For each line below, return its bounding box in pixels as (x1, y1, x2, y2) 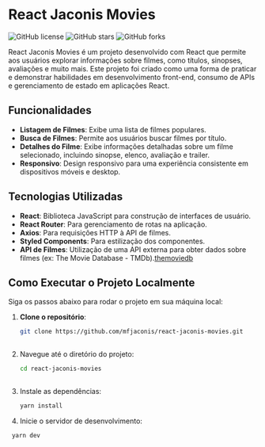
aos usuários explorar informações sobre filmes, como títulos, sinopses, (8, 55, 243, 65)
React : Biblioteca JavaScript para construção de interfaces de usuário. (19, 211, 252, 220)
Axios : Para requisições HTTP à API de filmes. (19, 227, 172, 237)
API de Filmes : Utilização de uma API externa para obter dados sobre (19, 244, 247, 254)
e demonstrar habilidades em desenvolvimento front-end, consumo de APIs (8, 72, 256, 82)
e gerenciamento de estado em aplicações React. (8, 81, 170, 90)
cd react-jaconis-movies (19, 365, 102, 373)
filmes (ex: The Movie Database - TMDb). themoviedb (19, 253, 194, 262)
